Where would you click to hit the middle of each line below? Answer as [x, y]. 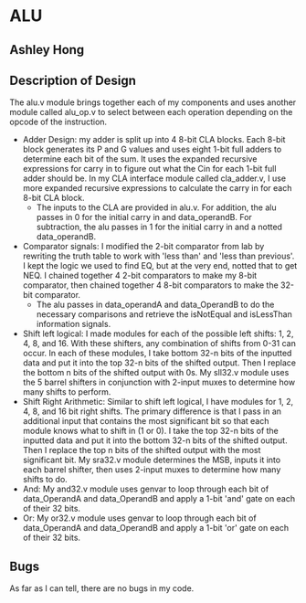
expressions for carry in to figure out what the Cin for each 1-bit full [149, 169]
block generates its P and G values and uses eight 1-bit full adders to [152, 149]
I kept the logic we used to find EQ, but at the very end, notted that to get [160, 266]
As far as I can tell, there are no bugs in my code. [102, 588]
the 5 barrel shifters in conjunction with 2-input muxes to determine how [158, 382]
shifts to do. [45, 480]
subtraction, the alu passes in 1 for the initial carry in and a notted [159, 227]
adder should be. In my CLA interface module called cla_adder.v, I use [154, 178]
